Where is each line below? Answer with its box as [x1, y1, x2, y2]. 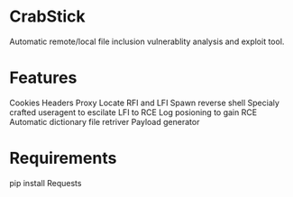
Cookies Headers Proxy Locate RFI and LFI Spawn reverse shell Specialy [9, 97, 279, 108]
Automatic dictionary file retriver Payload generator [9, 116, 200, 127]
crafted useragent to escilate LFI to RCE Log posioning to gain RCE [9, 106, 258, 118]
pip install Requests [9, 177, 82, 188]
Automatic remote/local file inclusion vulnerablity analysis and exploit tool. [9, 36, 285, 47]
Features [9, 67, 78, 88]
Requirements [9, 148, 117, 168]
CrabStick [9, 6, 86, 27]
